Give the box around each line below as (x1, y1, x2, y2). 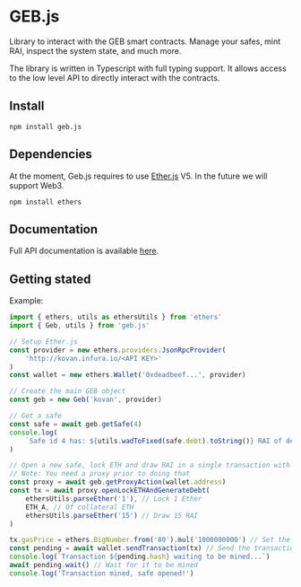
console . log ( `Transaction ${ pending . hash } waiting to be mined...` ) (9, 552, 271, 562)
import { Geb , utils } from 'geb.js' (9, 321, 150, 330)
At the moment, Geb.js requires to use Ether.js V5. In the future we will (9, 171, 268, 181)
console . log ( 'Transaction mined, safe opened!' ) (9, 568, 194, 578)
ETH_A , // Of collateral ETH (25, 503, 134, 512)
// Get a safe (9, 411, 63, 421)
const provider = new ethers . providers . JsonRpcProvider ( (9, 346, 227, 355)
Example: (9, 295, 44, 306)
